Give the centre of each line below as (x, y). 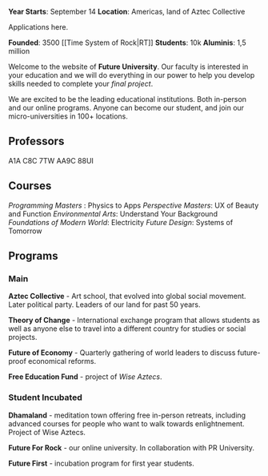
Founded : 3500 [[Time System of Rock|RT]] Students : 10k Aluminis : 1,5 (127, 42)
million (19, 51)
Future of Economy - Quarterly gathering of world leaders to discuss (122, 353)
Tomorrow (25, 231)
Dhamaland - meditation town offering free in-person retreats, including (127, 415)
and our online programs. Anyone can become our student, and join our (126, 108)
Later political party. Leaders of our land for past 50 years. (104, 305)
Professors (36, 141)
